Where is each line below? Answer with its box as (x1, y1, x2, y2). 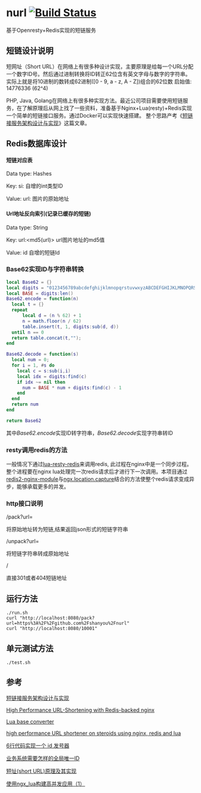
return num (11, 401, 39, 407)
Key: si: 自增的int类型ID (6, 183, 63, 190)
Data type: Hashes (6, 170, 52, 177)
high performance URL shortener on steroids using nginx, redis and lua (6, 730, 181, 737)
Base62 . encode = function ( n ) (6, 296, 79, 302)
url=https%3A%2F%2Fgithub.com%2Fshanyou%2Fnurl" (6, 621, 130, 626)
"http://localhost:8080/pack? (19, 615, 95, 621)
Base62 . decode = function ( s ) (6, 351, 79, 358)
